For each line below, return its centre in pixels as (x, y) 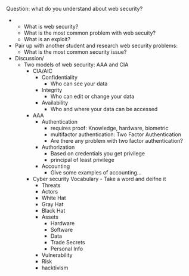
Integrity (52, 90)
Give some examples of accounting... (96, 172)
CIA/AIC (42, 71)
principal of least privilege (82, 160)
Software (62, 230)
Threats (51, 185)
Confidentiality (59, 77)
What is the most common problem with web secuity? (90, 33)
